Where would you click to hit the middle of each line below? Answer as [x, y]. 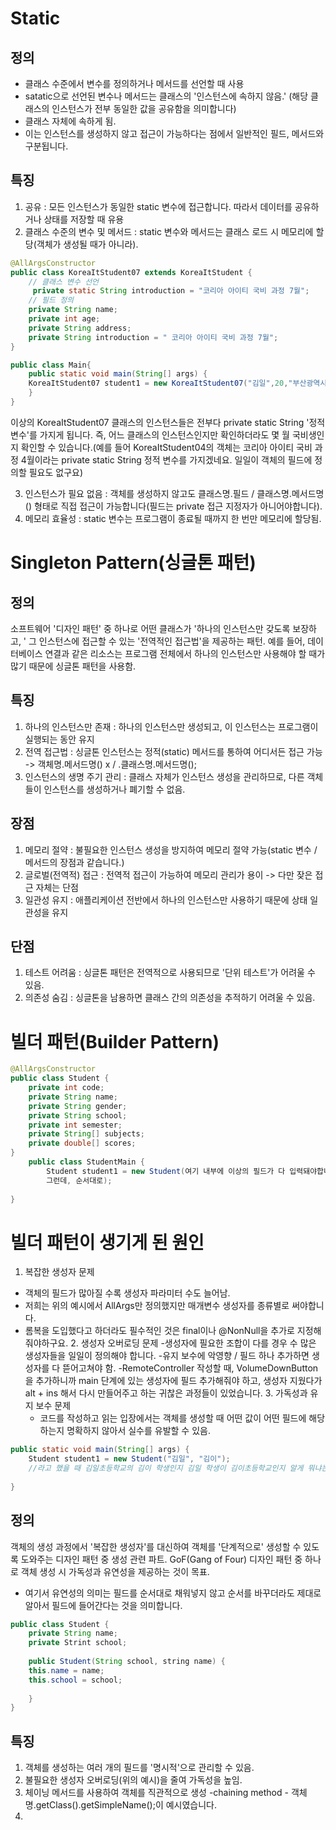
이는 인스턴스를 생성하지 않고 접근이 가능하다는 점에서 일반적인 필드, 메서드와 [174, 133]
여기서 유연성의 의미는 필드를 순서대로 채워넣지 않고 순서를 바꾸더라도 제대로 [173, 1593]
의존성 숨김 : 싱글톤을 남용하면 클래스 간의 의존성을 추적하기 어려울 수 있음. [170, 998]
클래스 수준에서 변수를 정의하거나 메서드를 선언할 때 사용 [134, 83]
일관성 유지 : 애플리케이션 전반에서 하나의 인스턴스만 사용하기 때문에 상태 [166, 899]
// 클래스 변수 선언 [64, 282]
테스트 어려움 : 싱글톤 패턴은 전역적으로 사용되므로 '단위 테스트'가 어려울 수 [170, 973]
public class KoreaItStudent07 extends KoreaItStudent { [131, 272]
